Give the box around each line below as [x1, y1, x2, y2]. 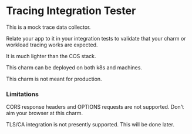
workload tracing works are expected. [6, 41, 98, 48]
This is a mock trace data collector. [6, 24, 91, 31]
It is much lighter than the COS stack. [6, 52, 96, 59]
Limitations [6, 90, 39, 98]
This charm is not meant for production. [6, 75, 102, 82]
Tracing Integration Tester [6, 4, 136, 18]
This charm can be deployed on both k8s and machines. [6, 63, 143, 71]
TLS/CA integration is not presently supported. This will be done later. [6, 121, 175, 128]
